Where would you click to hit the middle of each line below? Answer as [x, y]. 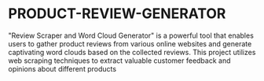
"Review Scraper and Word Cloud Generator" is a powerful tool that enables [131, 35]
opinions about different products [62, 68]
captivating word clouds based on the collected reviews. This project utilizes [132, 52]
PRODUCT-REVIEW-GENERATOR [117, 14]
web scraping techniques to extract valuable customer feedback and [119, 61]
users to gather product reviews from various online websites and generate [130, 43]
